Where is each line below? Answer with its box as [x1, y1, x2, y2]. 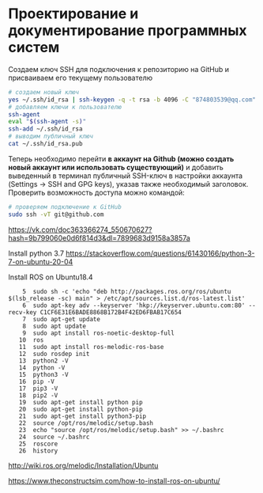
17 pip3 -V [18, 385, 58, 393]
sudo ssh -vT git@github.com [8, 210, 104, 218]
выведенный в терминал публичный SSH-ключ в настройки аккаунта [8, 171, 243, 180]
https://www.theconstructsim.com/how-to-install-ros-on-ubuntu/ [8, 476, 220, 485]
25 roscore [18, 440, 58, 448]
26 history [18, 446, 58, 455]
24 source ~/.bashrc [18, 433, 90, 441]
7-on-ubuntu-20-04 [8, 256, 73, 266]
